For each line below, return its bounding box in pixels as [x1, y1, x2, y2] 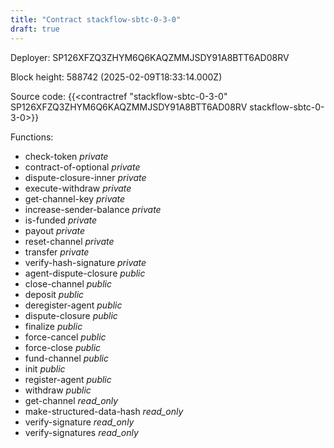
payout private [24, 224, 86, 236]
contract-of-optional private [24, 161, 141, 173]
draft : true [10, 24, 60, 34]
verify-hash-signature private [24, 256, 147, 268]
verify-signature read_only [24, 416, 135, 428]
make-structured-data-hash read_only [24, 405, 184, 417]
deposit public [24, 288, 85, 300]
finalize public [24, 320, 83, 332]
